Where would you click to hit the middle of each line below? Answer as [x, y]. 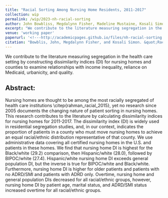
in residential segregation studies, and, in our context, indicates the [74, 126]
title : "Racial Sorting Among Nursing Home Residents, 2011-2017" [76, 10]
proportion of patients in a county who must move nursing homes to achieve [84, 132]
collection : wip [22, 14]
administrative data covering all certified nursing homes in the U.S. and [78, 142]
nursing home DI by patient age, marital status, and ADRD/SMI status [76, 185]
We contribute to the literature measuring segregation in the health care [79, 56]
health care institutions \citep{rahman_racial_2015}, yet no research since [81, 105]
